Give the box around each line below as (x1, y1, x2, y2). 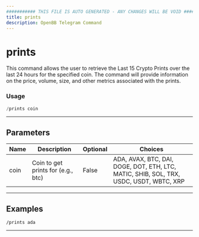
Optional (82, 145, 108, 153)
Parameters (6, 127, 50, 137)
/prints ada (6, 220, 36, 226)
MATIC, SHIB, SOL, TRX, (113, 170, 181, 178)
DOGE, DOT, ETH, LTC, (113, 162, 176, 171)
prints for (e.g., (31, 166, 73, 175)
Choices (139, 145, 164, 153)
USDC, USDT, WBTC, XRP (113, 177, 185, 185)
